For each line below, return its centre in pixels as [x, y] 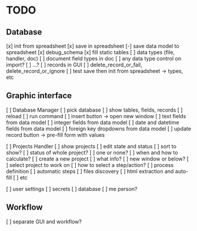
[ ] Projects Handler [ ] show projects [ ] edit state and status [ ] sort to [91, 146]
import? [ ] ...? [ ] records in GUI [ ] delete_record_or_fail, [74, 65]
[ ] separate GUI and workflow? [44, 222]
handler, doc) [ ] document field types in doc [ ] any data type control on [94, 58]
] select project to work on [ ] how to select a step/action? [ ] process [90, 165]
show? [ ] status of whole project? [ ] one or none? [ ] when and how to [92, 152]
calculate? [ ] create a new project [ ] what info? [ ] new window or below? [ [98, 159]
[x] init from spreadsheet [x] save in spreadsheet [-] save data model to [93, 46]
